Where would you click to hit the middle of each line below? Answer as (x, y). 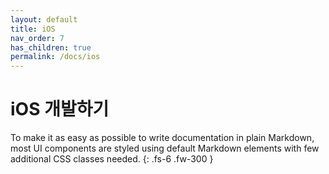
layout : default (44, 19)
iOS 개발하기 (60, 109)
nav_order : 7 (37, 38)
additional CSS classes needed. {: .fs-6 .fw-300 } (112, 159)
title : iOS (33, 29)
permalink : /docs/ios (55, 57)
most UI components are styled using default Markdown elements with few (165, 148)
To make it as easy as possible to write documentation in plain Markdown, (162, 138)
